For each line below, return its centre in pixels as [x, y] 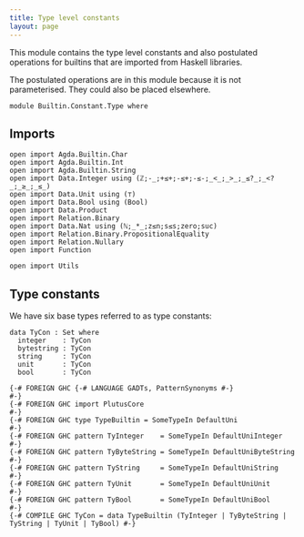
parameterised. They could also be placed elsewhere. [110, 89]
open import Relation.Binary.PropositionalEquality [109, 234]
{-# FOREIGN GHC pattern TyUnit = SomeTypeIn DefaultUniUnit [140, 484]
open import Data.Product [58, 210]
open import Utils [44, 266]
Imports [32, 133]
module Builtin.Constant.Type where [79, 106]
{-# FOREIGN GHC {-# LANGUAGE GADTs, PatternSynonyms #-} [122, 389]
